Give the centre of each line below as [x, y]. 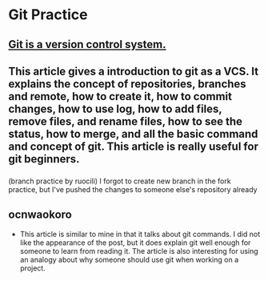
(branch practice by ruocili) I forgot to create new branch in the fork [120, 181]
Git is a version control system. [87, 44]
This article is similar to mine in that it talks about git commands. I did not [140, 234]
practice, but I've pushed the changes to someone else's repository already [133, 189]
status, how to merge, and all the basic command [133, 134]
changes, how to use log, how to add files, [115, 108]
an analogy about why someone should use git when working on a [129, 259]
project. [32, 268]
